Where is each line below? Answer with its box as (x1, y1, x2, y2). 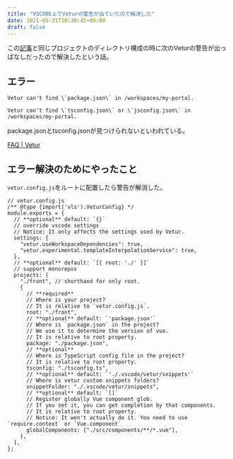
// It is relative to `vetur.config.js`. (25, 302, 150, 310)
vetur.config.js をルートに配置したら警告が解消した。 (7, 183, 167, 191)
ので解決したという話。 (44, 52, 113, 61)
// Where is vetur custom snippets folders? (25, 377, 160, 384)
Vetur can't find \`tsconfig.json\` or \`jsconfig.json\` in (7, 107, 191, 114)
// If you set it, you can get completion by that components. (25, 402, 217, 409)
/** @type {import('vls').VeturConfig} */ (7, 203, 134, 210)
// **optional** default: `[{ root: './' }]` (13, 259, 150, 266)
